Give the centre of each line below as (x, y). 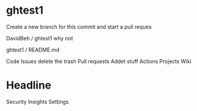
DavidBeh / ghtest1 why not (39, 38)
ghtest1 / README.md (33, 50)
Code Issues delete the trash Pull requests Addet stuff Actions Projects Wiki (99, 61)
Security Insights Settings (38, 102)
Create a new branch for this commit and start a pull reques (79, 27)
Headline (29, 85)
